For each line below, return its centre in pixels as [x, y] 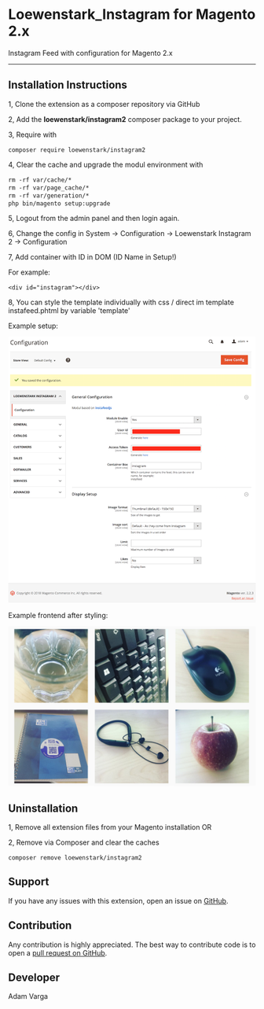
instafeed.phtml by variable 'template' [70, 310]
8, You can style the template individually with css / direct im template [121, 302]
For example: [29, 272]
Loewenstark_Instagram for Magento [132, 15]
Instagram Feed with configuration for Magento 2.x [90, 53]
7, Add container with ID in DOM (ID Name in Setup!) [92, 256]
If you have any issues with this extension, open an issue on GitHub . [118, 900]
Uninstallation [43, 808]
